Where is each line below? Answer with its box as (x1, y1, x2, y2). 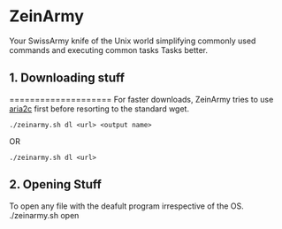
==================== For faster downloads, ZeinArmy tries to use (9, 94, 274, 104)
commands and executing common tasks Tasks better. (9, 44, 209, 55)
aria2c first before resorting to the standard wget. (9, 103, 190, 114)
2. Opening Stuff (9, 177, 102, 192)
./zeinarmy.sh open (9, 210, 80, 220)
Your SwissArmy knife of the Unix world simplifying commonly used (9, 35, 256, 46)
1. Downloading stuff (9, 71, 126, 86)
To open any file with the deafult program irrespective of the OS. (9, 201, 245, 211)
